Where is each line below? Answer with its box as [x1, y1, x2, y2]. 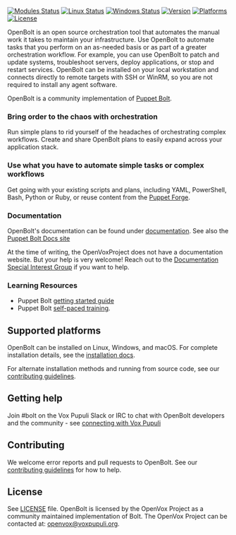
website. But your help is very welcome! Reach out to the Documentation [7, 255, 219, 264]
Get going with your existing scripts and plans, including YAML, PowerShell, [7, 185, 227, 194]
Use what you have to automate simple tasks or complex [7, 160, 204, 170]
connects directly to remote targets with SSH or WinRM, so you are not [7, 73, 213, 81]
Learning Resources [7, 280, 77, 290]
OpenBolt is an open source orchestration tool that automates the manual [7, 28, 220, 36]
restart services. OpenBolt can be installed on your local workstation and [7, 66, 219, 74]
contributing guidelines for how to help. [7, 465, 122, 474]
